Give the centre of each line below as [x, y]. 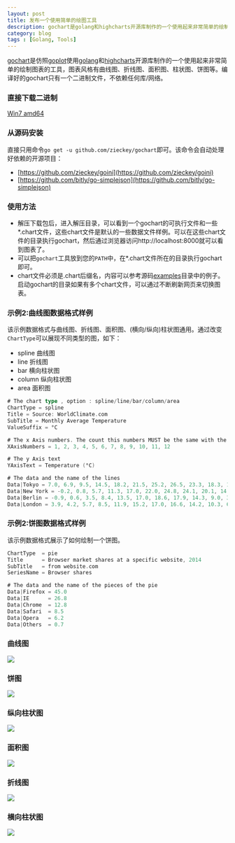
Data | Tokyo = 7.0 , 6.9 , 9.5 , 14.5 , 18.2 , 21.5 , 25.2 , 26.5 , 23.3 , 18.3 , [115, 485]
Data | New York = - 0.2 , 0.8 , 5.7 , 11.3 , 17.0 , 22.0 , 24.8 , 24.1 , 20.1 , [112, 491]
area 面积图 [34, 388]
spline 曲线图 [36, 353]
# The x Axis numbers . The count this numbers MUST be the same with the [117, 440]
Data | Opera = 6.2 [36, 618]
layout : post [26, 14]
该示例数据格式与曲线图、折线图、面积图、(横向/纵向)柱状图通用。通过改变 [115, 330]
